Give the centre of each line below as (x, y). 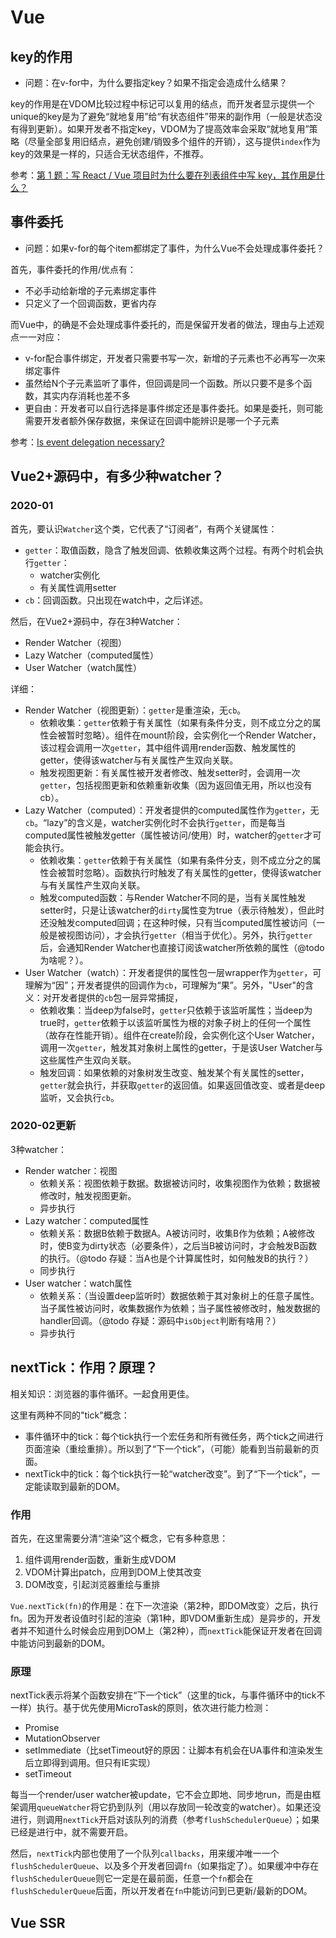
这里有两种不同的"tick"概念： (70, 1415)
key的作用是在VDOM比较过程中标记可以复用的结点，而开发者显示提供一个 (162, 104)
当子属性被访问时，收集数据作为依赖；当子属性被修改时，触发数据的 (180, 1308)
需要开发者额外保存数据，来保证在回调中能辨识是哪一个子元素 (152, 420)
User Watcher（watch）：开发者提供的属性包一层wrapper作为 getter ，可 (173, 972)
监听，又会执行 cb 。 (79, 1097)
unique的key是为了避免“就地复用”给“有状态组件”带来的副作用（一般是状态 (162, 116)
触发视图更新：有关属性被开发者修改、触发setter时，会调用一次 (170, 772)
